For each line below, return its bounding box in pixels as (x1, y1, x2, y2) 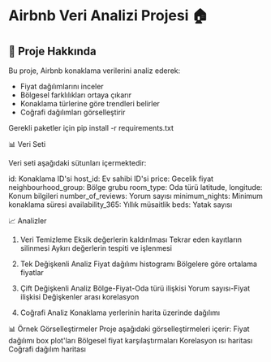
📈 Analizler (8, 216, 47, 226)
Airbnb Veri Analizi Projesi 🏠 (8, 6, 209, 25)
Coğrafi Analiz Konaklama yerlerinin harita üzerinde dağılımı (19, 308, 221, 317)
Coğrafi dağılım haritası (8, 344, 87, 354)
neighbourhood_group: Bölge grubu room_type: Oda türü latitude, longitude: (8, 183, 263, 192)
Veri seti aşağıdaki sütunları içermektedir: (8, 158, 147, 167)
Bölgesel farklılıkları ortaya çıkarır (19, 90, 132, 100)
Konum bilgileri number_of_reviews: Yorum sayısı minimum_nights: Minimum (8, 192, 264, 200)
